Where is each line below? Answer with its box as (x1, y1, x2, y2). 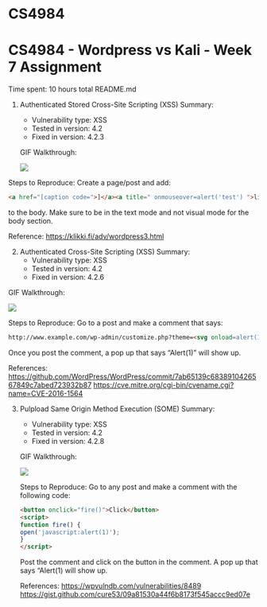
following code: (19, 490, 71, 500)
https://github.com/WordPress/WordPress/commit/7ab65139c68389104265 (8, 372, 257, 381)
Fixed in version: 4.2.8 (31, 436, 105, 446)
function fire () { (19, 520, 81, 529)
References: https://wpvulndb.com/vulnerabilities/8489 (19, 582, 202, 591)
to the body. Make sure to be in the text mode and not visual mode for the (8, 208, 250, 217)
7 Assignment (8, 58, 102, 76)
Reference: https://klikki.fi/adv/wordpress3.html (8, 232, 164, 241)
